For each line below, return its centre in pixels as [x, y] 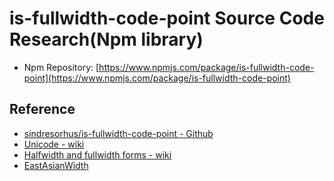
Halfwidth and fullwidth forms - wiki [97, 154]
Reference [42, 109]
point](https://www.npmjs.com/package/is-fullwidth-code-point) [157, 78]
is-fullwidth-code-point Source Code [167, 18]
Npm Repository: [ [61, 67]
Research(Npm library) [106, 39]
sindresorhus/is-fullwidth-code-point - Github [118, 133]
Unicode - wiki [54, 144]
